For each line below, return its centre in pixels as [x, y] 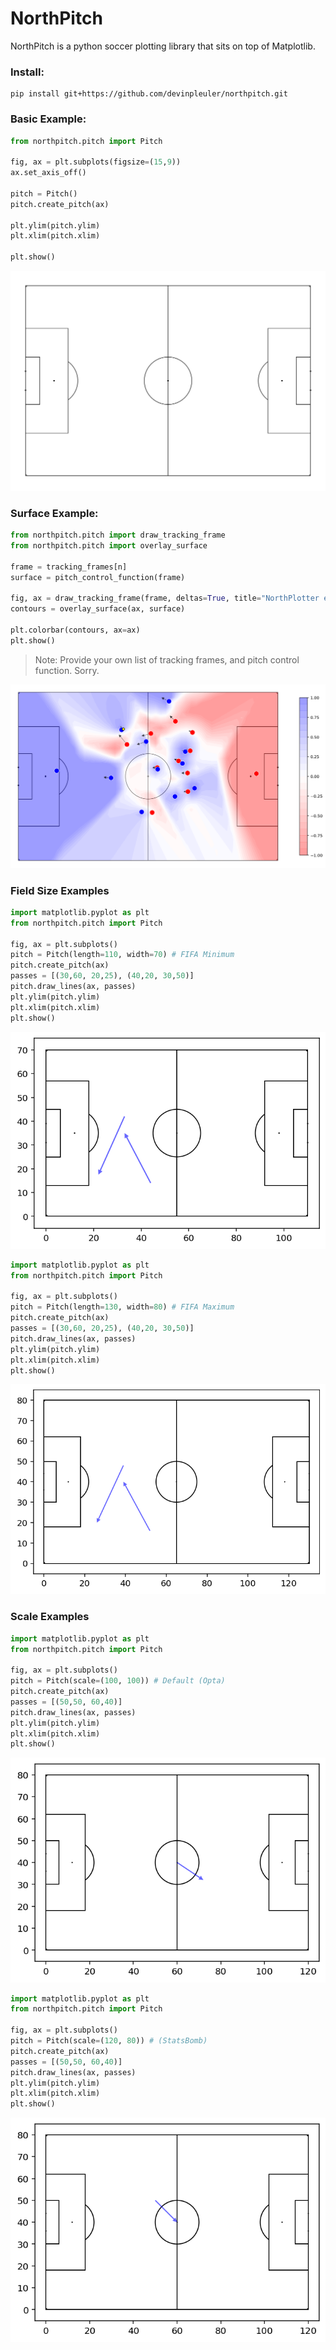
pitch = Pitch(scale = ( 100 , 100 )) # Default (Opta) [118, 1681]
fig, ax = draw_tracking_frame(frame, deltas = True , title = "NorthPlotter [165, 598]
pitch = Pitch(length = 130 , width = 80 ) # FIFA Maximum [122, 1307]
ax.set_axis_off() [48, 173]
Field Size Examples [60, 890]
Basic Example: [48, 119]
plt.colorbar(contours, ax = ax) [75, 630]
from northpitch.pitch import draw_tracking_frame [118, 535]
